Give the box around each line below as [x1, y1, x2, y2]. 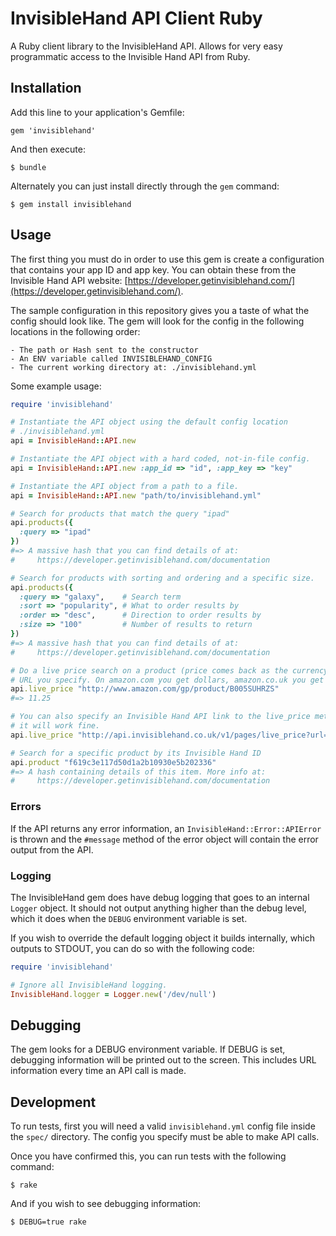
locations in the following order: [10, 325, 141, 337]
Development [10, 1093, 97, 1111]
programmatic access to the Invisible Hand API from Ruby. [10, 50, 251, 62]
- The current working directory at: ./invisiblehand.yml [10, 362, 257, 372]
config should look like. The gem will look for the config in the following [10, 315, 305, 327]
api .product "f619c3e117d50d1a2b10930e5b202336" [10, 757, 217, 767]
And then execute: [10, 143, 86, 155]
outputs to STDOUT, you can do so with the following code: [10, 942, 255, 954]
